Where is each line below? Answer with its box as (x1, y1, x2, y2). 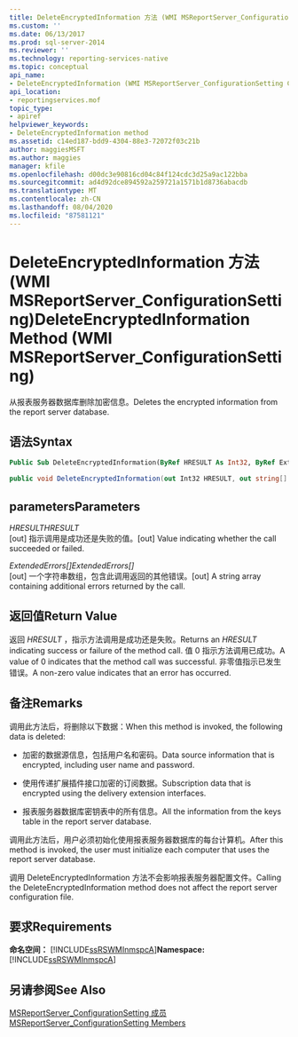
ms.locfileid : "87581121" (9, 210, 105, 220)
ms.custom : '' (9, 21, 62, 30)
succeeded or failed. (9, 542, 85, 553)
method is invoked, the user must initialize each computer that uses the (9, 844, 271, 855)
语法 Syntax (9, 434, 73, 449)
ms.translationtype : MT (9, 186, 98, 195)
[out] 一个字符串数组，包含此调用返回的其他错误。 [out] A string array (9, 570, 262, 582)
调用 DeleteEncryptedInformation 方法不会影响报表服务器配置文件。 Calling (9, 872, 282, 883)
